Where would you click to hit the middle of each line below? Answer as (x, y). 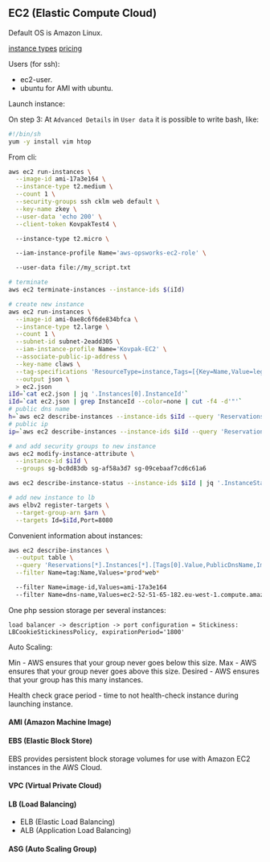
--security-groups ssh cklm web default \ (88, 202)
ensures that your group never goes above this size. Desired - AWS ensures (134, 671)
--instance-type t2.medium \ (64, 187)
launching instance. (41, 703)
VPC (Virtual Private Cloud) (55, 785)
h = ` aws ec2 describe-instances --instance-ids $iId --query (111, 417)
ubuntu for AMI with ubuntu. (67, 88)
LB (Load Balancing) (43, 804)
